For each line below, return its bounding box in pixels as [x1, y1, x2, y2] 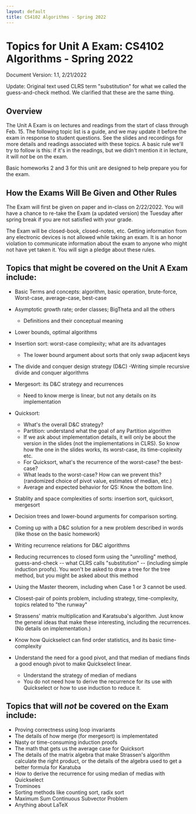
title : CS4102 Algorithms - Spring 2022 [6, 14, 107, 20]
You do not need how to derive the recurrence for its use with [23, 678, 173, 685]
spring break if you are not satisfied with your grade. [6, 216, 133, 223]
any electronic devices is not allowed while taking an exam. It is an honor [6, 234, 183, 241]
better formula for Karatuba [14, 763, 81, 770]
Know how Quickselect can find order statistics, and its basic [14, 636, 163, 643]
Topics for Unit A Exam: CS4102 [6, 39, 164, 53]
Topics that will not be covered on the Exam [6, 702, 169, 712]
